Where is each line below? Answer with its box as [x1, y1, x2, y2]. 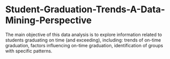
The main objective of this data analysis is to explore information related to [5, 31, 162, 37]
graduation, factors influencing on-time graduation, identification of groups [5, 42, 163, 48]
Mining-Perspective [5, 14, 92, 26]
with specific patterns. [5, 48, 53, 54]
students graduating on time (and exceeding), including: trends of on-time [5, 37, 161, 43]
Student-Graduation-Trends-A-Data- [5, 4, 165, 15]
